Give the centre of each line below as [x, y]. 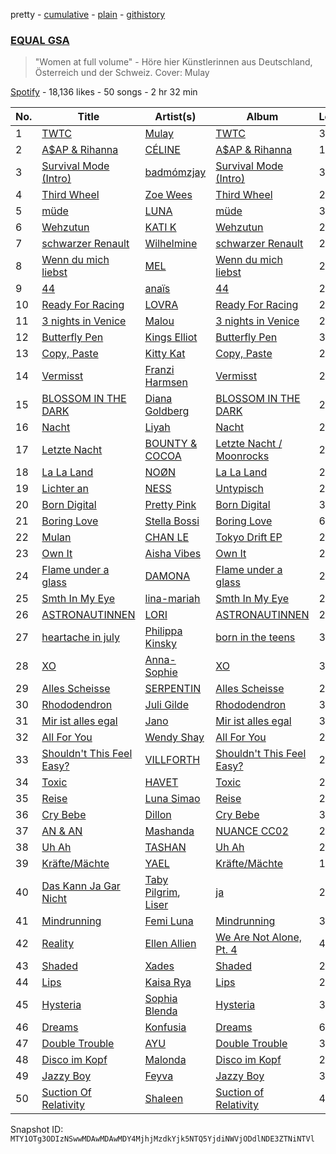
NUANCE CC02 [252, 831]
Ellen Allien [170, 944]
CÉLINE [162, 150]
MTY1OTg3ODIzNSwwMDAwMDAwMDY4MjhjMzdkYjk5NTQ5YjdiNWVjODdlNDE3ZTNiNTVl [162, 1139]
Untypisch [239, 489]
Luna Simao [172, 799]
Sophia [161, 999]
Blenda [161, 1011]
